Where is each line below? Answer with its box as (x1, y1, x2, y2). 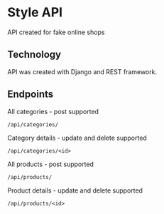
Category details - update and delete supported (7, 133, 147, 142)
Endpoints (7, 88, 54, 101)
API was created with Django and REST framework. (7, 67, 158, 76)
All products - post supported (7, 160, 94, 168)
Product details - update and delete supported (7, 186, 143, 195)
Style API (7, 4, 62, 21)
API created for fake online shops (7, 28, 105, 36)
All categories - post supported (7, 107, 99, 116)
